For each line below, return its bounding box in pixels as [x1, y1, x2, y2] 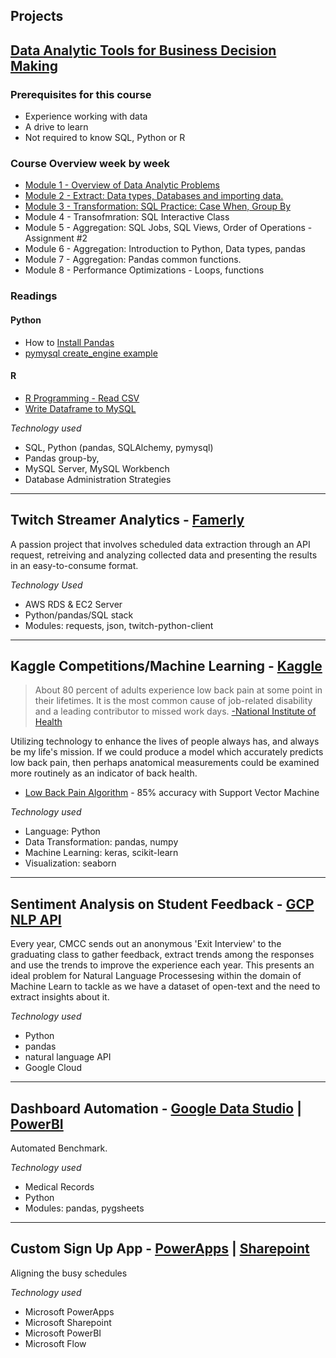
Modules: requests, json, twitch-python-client [24, 619, 214, 631]
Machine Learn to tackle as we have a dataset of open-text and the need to [10, 980, 321, 993]
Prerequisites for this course [10, 87, 152, 101]
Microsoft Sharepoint [24, 1316, 112, 1328]
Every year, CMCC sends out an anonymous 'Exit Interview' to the [10, 938, 282, 950]
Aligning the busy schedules [10, 1267, 128, 1279]
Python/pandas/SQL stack [24, 609, 134, 621]
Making [10, 57, 58, 74]
